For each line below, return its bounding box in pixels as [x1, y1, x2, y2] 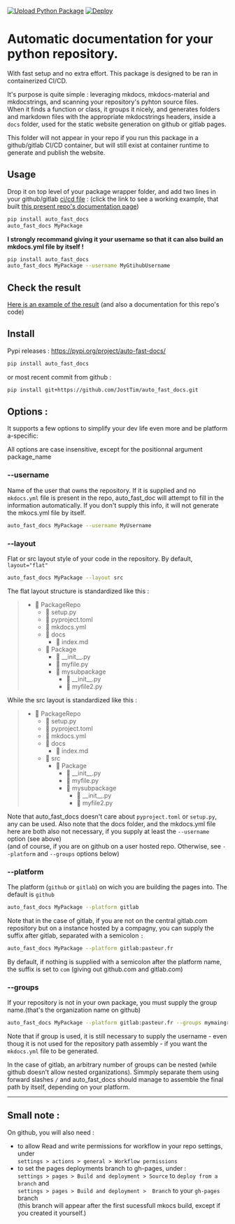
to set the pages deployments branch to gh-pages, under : [17, 1164, 187, 1172]
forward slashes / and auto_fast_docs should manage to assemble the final [7, 1076, 224, 1083]
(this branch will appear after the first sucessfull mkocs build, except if [17, 1201, 221, 1209]
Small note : [7, 1110, 60, 1122]
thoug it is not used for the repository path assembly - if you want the [7, 1040, 208, 1048]
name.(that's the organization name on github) [7, 1006, 141, 1015]
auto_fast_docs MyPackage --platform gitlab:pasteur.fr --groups [7, 1020, 201, 1027]
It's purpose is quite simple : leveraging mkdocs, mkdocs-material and [7, 90, 210, 98]
